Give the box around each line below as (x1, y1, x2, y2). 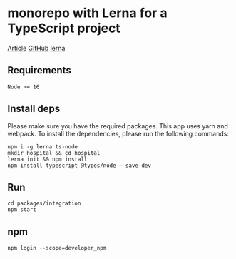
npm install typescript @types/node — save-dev (7, 162, 152, 169)
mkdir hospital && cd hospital (7, 149, 101, 156)
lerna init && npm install (7, 156, 88, 163)
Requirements (7, 64, 71, 76)
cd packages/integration (7, 200, 81, 208)
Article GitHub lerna (7, 44, 66, 52)
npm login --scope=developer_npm (7, 245, 107, 252)
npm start (7, 206, 37, 213)
